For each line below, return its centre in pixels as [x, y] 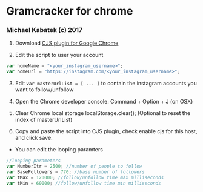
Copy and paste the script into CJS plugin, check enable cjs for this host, [106, 131]
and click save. [34, 138]
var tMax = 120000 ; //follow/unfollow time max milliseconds [85, 177]
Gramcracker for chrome [70, 11]
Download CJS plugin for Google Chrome [67, 43]
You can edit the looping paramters [59, 150]
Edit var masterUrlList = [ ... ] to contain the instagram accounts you [106, 84]
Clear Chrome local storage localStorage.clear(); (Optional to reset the [103, 113]
